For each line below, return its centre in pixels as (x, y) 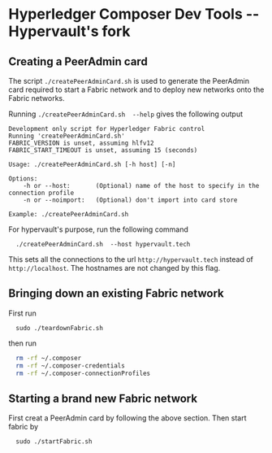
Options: (23, 179)
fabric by (24, 427)
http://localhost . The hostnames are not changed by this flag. (114, 268)
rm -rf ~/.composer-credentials (71, 366)
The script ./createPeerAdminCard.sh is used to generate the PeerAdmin (129, 81)
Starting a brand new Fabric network (103, 398)
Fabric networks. (37, 98)
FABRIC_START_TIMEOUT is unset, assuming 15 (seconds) (103, 150)
